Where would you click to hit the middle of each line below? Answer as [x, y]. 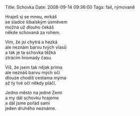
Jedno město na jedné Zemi [34, 93]
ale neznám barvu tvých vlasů [36, 47]
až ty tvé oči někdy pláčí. [31, 83]
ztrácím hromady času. [29, 58]
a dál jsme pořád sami [28, 103]
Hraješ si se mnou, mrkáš [31, 17]
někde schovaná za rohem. [33, 32]
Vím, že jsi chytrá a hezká [32, 42]
